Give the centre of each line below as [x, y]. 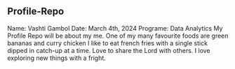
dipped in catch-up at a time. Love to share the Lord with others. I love [109, 50]
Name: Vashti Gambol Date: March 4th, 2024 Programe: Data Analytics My [115, 28]
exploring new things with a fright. [57, 58]
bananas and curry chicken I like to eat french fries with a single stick [108, 43]
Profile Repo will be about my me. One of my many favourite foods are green [118, 36]
